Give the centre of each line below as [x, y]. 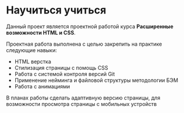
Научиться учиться [56, 10]
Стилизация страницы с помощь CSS [61, 67]
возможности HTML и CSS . [41, 32]
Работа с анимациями [42, 86]
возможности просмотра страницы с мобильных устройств [81, 104]
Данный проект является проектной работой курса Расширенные [90, 26]
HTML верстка [33, 61]
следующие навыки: [32, 50]
